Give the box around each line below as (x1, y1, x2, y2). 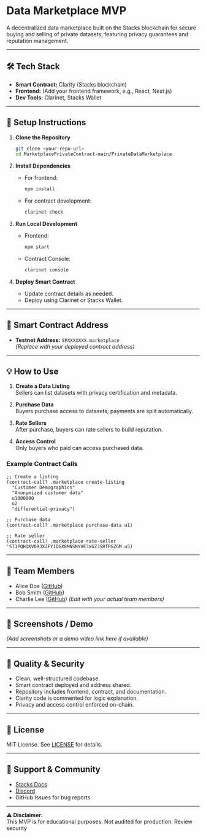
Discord (15, 787, 36, 794)
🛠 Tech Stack (6, 61, 60, 72)
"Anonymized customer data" (12, 489, 84, 496)
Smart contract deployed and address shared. (15, 681, 132, 689)
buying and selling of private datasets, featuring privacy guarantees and (6, 30, 189, 37)
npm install (24, 186, 55, 192)
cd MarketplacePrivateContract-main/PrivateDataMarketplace (15, 151, 172, 157)
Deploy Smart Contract (15, 277, 75, 285)
